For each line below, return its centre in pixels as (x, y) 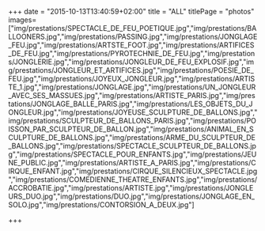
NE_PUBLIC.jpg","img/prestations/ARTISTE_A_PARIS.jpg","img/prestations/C (132, 163)
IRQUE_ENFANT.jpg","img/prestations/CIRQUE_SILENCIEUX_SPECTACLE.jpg (133, 171)
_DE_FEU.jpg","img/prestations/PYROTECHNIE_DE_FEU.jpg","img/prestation (132, 53)
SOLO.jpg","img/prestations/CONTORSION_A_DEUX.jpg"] (102, 204)
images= (23, 20)
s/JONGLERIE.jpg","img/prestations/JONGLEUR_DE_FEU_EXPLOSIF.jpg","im (131, 62)
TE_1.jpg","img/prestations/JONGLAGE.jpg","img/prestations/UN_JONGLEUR (132, 87)
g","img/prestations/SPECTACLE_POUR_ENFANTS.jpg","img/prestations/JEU (132, 154)
